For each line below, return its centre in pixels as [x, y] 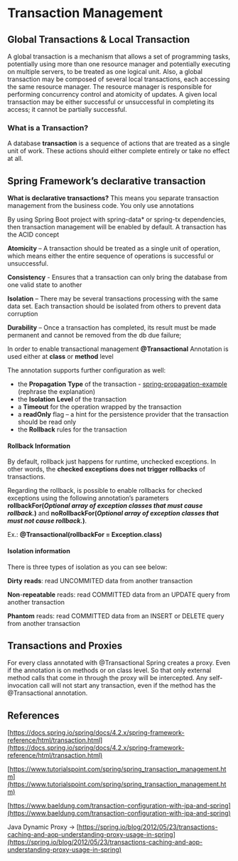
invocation [23, 686]
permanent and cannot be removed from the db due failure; [94, 335]
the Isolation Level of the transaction [72, 400]
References [33, 715]
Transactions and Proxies [65, 646]
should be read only [47, 422]
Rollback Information [39, 446]
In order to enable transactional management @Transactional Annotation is [118, 349]
